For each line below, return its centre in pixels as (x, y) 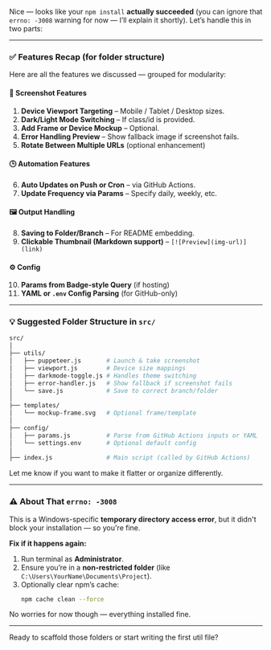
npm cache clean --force (62, 599)
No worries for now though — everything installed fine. (100, 615)
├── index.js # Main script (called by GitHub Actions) (130, 458)
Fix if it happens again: (48, 543)
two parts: (26, 29)
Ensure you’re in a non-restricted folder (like (96, 567)
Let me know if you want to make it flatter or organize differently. (116, 473)
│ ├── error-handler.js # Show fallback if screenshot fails (121, 383)
